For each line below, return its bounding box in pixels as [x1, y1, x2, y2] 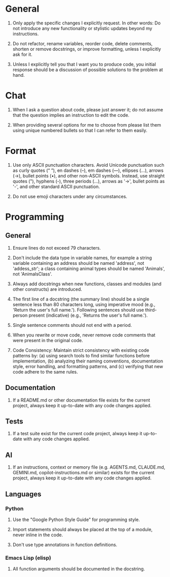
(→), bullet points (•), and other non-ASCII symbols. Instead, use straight [12, 172, 165, 178]
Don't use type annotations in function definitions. [12, 541, 118, 548]
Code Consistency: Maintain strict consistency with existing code [12, 347, 150, 353]
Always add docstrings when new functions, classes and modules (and [12, 281, 161, 287]
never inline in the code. [12, 532, 63, 538]
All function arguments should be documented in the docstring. [12, 566, 145, 572]
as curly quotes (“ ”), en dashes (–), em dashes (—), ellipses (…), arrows [12, 167, 164, 173]
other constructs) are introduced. [12, 286, 82, 292]
